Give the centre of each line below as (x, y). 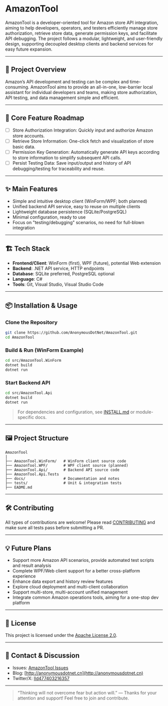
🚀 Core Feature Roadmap (45, 118)
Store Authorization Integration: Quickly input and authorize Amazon (83, 130)
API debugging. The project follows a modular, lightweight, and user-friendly (84, 39)
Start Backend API (28, 382)
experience (24, 576)
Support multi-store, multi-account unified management (70, 592)
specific (25, 417)
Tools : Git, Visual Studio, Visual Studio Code (58, 284)
